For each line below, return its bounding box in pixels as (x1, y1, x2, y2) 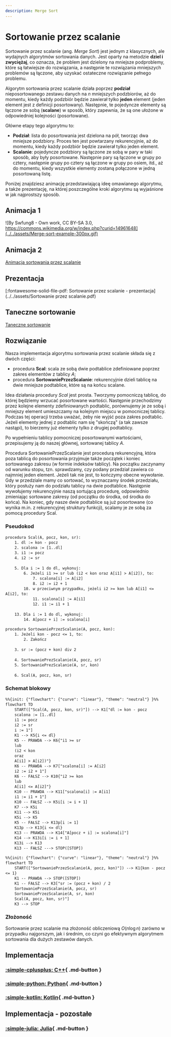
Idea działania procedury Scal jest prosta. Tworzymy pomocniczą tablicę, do (5, 392, 166, 398)
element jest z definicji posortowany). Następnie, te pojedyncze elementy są (5, 102, 166, 108)
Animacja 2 (5, 245, 42, 254)
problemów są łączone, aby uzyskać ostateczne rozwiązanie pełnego (5, 70, 152, 76)
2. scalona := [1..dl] (14, 545, 63, 550)
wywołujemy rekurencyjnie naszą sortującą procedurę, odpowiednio (5, 488, 149, 494)
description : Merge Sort (5, 8, 58, 13)
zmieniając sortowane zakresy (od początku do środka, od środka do (5, 493, 151, 500)
